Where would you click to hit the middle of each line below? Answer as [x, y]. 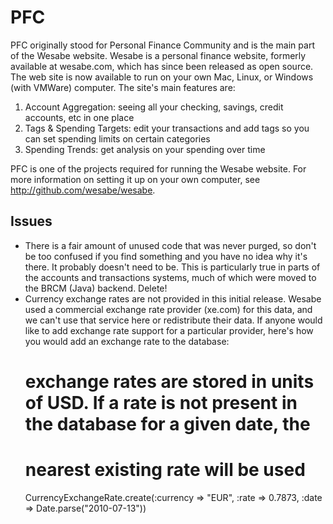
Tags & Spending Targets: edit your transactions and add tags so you [167, 128]
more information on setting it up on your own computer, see [135, 179]
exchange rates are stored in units [169, 381]
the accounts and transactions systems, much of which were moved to [170, 277]
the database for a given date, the [167, 423]
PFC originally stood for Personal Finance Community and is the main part [162, 45]
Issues [31, 221]
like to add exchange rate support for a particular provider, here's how [169, 330]
